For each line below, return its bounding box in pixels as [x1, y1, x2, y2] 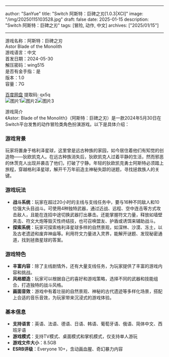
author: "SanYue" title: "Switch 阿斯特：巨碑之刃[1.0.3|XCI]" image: [5, 11, 143, 17]
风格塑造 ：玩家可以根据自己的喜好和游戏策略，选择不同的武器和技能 [12, 275, 154, 281]
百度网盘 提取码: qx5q [5, 92, 51, 97]
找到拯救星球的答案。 [21, 236, 66, 243]
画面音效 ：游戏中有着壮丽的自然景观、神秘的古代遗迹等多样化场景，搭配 [12, 288, 162, 294]
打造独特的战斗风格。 [21, 282, 66, 288]
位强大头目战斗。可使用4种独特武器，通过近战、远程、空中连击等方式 [12, 205, 157, 211]
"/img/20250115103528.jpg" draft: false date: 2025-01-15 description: [5, 16, 149, 22]
